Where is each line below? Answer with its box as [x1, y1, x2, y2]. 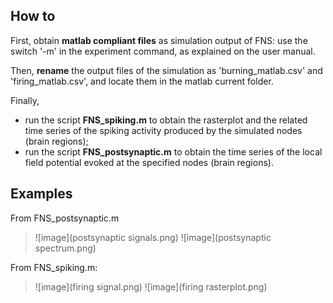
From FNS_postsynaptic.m [10, 212, 120, 224]
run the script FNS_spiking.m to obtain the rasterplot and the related [24, 114, 308, 126]
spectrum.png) [34, 242, 97, 254]
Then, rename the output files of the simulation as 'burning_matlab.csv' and [10, 64, 323, 76]
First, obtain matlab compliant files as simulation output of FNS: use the [10, 34, 308, 46]
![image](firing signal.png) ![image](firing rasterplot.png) [34, 280, 268, 293]
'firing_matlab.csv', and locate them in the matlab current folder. [10, 75, 274, 87]
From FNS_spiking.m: [10, 261, 98, 273]
